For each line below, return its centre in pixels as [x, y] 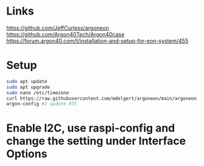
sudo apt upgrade [28, 87]
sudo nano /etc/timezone [38, 93]
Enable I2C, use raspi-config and [90, 128]
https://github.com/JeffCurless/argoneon [58, 28]
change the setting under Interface [96, 141]
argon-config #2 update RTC [42, 104]
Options [27, 154]
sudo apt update [27, 81]
